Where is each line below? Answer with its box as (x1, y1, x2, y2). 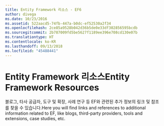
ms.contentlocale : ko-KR (5, 39, 56, 44)
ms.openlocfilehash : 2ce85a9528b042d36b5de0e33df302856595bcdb (5, 26, 138, 31)
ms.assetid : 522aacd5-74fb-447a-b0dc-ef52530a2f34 (5, 21, 111, 26)
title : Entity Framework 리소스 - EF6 (5, 7, 82, 12)
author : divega (5, 12, 36, 17)
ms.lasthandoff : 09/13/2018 (5, 44, 63, 49)
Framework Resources (5, 82, 99, 93)
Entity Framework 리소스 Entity (5, 71, 130, 82)
